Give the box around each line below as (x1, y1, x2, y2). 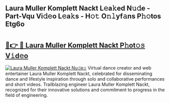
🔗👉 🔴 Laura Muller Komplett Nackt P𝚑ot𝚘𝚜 (5, 41, 145, 50)
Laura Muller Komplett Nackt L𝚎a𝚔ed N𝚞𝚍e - (5, 4, 151, 13)
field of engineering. (5, 92, 48, 98)
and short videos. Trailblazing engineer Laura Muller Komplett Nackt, (5, 81, 150, 87)
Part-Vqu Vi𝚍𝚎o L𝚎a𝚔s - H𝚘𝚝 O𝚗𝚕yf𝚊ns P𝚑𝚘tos (5, 12, 161, 21)
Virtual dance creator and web (87, 65, 152, 71)
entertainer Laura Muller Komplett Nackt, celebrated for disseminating (5, 71, 153, 77)
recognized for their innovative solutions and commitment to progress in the (5, 87, 165, 93)
